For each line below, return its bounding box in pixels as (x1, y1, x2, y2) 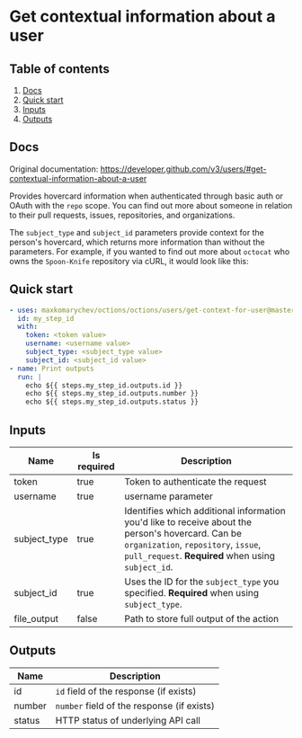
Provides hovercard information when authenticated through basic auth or (9, 191, 284, 201)
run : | (17, 372, 42, 381)
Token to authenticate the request (124, 475, 267, 487)
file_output (13, 612, 59, 625)
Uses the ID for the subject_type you (124, 575, 280, 588)
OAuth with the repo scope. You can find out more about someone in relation (9, 200, 293, 210)
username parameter (124, 490, 214, 502)
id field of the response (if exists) (55, 685, 197, 698)
